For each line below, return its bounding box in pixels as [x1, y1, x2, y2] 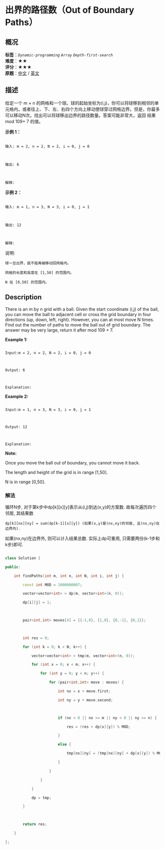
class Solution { [5, 556, 41, 560]
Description [5, 293, 42, 301]
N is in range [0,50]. [5, 479, 46, 485]
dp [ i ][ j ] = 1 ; [23, 600, 52, 605]
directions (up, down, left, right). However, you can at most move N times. [5, 317, 155, 322]
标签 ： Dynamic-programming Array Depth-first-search [5, 52, 113, 58]
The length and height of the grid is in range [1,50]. [5, 469, 108, 475]
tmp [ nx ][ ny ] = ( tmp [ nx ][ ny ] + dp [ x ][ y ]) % [66, 751, 155, 756]
